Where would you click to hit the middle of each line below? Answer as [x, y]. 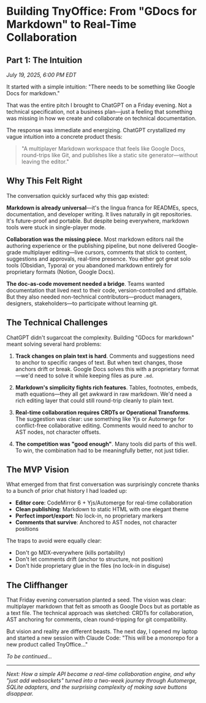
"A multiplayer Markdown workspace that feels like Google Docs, [103, 148]
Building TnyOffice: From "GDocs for [102, 11]
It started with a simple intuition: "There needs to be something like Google [101, 87]
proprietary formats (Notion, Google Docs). [61, 272]
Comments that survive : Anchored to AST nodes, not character [96, 522]
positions [27, 529]
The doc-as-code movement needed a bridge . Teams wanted [86, 283]
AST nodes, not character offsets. [58, 432]
